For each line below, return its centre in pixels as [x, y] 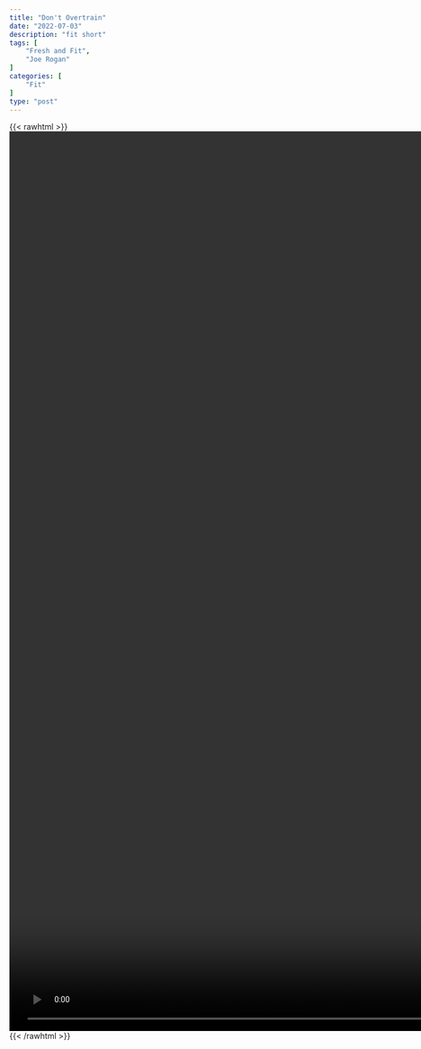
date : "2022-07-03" [46, 26]
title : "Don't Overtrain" [58, 18]
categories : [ [36, 76]
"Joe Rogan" [48, 59]
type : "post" [34, 101]
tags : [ [24, 43]
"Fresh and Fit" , [58, 51]
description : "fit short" [58, 34]
